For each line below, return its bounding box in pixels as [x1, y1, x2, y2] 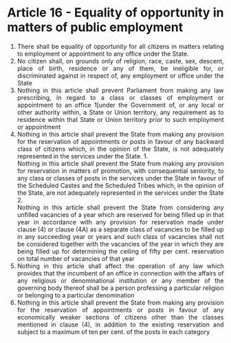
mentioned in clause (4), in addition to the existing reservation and [16, 320, 224, 329]
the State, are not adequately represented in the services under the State [16, 188, 224, 197]
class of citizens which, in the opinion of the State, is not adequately [16, 145, 224, 153]
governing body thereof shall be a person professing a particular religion [16, 284, 224, 292]
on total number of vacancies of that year [16, 254, 135, 262]
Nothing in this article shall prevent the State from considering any [16, 203, 224, 211]
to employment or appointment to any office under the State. [16, 50, 189, 58]
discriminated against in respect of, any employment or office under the [16, 71, 224, 80]
